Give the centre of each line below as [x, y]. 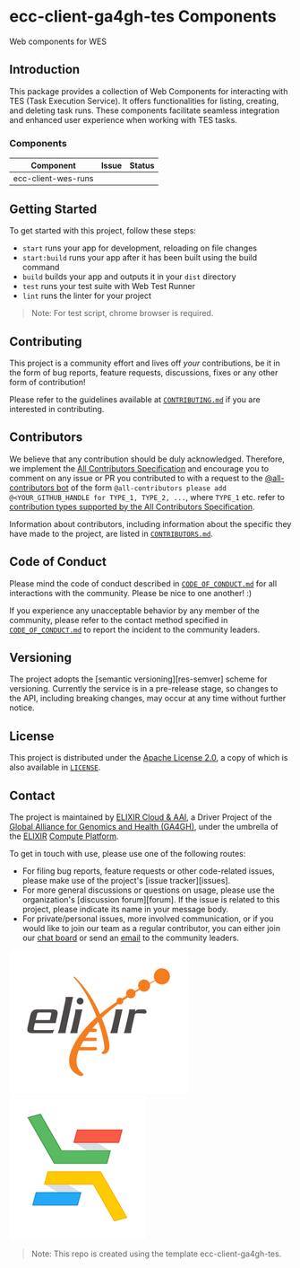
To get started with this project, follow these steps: [103, 231]
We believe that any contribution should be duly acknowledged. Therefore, [147, 459]
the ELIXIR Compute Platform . [64, 836]
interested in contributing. [57, 409]
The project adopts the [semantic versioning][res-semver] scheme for [138, 679]
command [41, 268]
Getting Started [53, 209]
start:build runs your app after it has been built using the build [140, 258]
